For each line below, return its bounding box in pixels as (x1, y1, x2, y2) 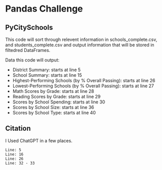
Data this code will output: (5, 57, 60, 63)
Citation (5, 124, 31, 133)
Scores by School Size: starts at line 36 (12, 104, 94, 110)
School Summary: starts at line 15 (12, 72, 82, 78)
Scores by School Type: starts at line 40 (12, 109, 96, 116)
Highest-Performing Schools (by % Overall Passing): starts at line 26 (12, 78, 155, 83)
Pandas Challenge (5, 3, 83, 15)
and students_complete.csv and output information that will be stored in (5, 42, 155, 48)
